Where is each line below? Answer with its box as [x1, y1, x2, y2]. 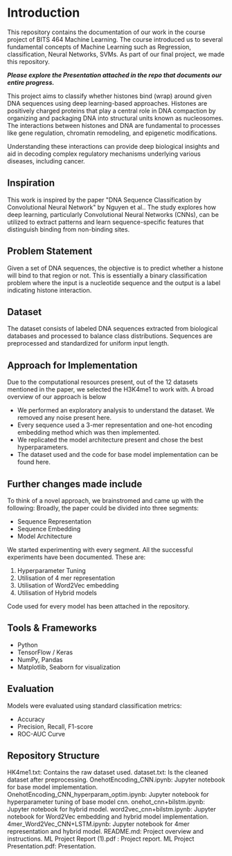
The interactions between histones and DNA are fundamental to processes [7, 121, 220, 129]
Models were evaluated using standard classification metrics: [7, 701, 182, 710]
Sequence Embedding [17, 525, 81, 533]
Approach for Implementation [7, 360, 138, 371]
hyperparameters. [17, 443, 69, 451]
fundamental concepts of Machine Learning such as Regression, [7, 42, 192, 51]
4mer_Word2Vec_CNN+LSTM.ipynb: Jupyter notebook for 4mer [7, 820, 190, 828]
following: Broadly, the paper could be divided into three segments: [7, 504, 199, 512]
